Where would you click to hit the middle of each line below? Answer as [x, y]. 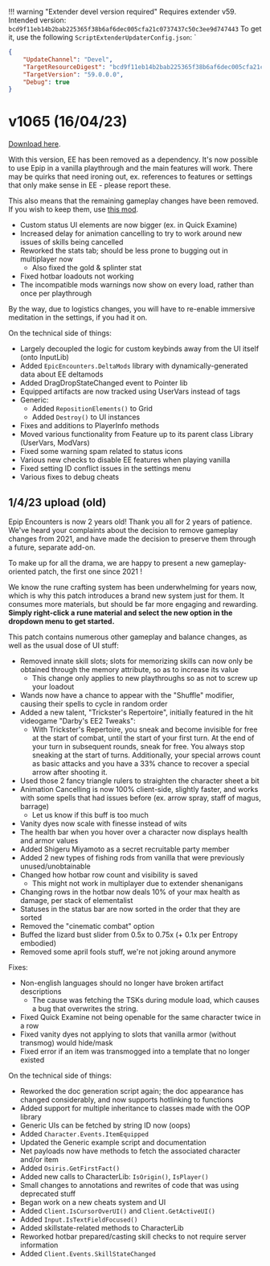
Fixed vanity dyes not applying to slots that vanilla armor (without [128, 1034]
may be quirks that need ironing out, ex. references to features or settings [131, 177]
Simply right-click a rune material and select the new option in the [121, 612]
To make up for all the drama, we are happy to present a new [109, 563]
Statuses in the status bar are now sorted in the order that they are [130, 909]
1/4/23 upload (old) [57, 502]
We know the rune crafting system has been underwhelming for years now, [133, 587]
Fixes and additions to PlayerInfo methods [90, 426]
